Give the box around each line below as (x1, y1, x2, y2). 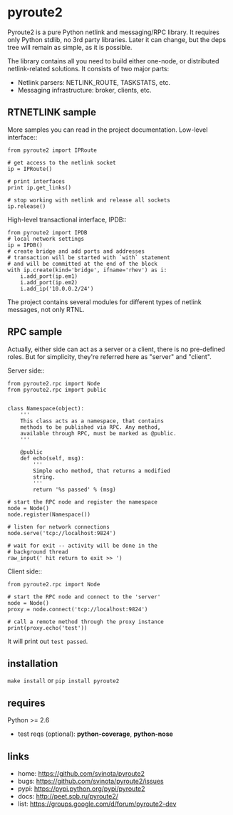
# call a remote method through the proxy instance (7, 618, 164, 625)
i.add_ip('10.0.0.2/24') (20, 285, 94, 292)
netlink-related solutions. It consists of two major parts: (7, 64, 170, 73)
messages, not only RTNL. (7, 305, 85, 313)
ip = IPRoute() (7, 165, 53, 172)
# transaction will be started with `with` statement (7, 254, 171, 261)
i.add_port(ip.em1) (20, 272, 78, 280)
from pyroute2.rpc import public (7, 386, 107, 393)
